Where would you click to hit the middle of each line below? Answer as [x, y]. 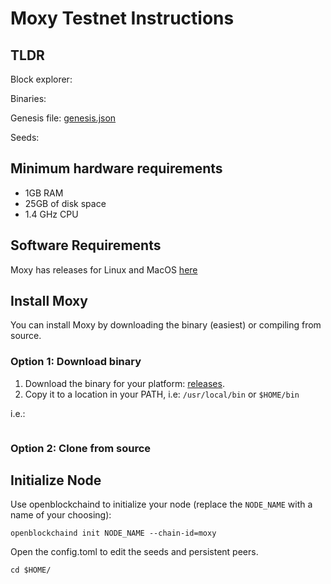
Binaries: [28, 98]
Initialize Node [56, 480]
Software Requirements [86, 245]
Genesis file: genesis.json [63, 118]
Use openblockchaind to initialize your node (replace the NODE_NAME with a [161, 504]
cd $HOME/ [31, 570]
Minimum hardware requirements [116, 168]
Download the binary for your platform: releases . [124, 383]
